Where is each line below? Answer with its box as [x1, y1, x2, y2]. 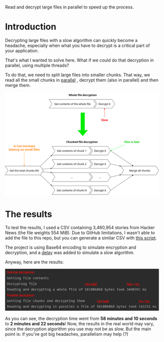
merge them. [5, 82, 31, 88]
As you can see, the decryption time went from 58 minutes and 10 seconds [5, 315, 158, 321]
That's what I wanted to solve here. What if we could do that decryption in [5, 57, 154, 63]
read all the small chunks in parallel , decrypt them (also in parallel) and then [5, 77, 159, 83]
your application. [5, 47, 39, 53]
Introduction [5, 21, 57, 32]
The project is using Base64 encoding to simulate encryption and [5, 244, 137, 251]
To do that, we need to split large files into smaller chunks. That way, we [5, 72, 150, 78]
